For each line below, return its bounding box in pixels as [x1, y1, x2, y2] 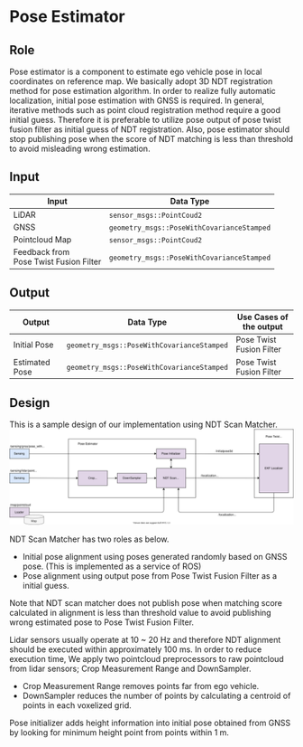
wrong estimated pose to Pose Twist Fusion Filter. [9, 617, 195, 628]
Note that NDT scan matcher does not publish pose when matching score [9, 598, 282, 609]
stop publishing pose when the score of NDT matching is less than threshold [9, 134, 293, 144]
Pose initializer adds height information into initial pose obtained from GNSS [9, 717, 291, 729]
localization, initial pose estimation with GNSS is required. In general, [9, 95, 264, 106]
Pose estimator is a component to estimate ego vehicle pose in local [9, 66, 262, 77]
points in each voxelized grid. [22, 700, 133, 711]
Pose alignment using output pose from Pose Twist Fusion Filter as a [22, 571, 278, 582]
